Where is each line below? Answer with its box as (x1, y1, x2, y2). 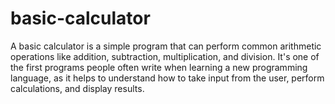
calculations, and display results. (10, 82, 145, 94)
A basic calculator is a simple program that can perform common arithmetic (10, 40, 322, 52)
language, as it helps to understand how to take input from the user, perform (10, 72, 325, 84)
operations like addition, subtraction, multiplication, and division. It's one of (10, 50, 320, 62)
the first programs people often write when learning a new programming (10, 61, 308, 73)
